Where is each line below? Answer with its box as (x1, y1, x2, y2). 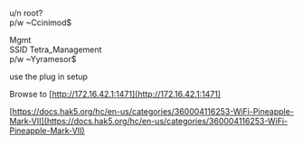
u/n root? (9, 8, 43, 18)
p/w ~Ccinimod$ (9, 17, 72, 28)
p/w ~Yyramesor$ (9, 54, 77, 64)
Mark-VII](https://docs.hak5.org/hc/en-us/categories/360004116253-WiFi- (9, 116, 288, 126)
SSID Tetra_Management (9, 44, 102, 55)
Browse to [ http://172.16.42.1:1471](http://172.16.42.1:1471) (9, 89, 222, 99)
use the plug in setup (9, 71, 89, 82)
